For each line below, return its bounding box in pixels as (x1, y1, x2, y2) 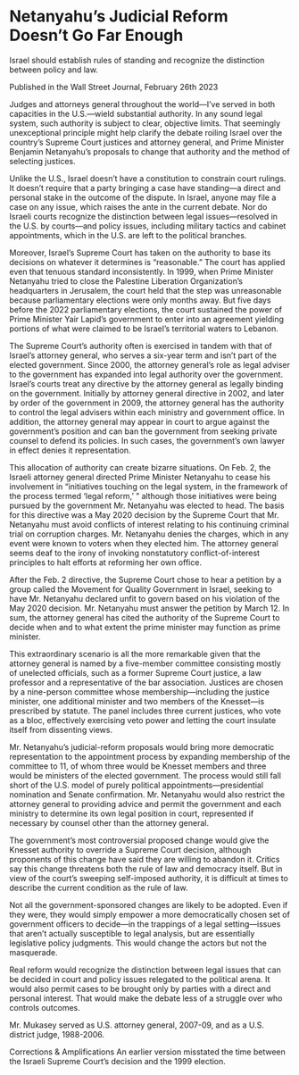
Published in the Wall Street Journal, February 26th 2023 (9, 81, 219, 92)
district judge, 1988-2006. (9, 1029, 105, 1039)
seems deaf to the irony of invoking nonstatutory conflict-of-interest (9, 547, 261, 558)
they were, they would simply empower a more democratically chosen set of (9, 909, 290, 920)
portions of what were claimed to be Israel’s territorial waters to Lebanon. (9, 323, 278, 334)
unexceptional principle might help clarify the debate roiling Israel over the (9, 127, 283, 137)
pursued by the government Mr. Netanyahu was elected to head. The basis (9, 500, 285, 511)
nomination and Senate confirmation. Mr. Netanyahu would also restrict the (9, 788, 286, 800)
